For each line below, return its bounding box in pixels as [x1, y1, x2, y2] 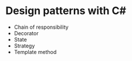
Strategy [13, 42, 35, 49]
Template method [13, 48, 57, 55]
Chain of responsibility [13, 23, 69, 30]
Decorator [13, 29, 39, 36]
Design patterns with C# [5, 4, 127, 18]
